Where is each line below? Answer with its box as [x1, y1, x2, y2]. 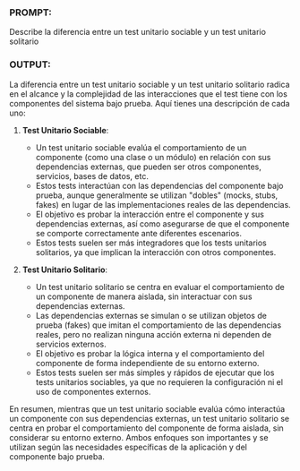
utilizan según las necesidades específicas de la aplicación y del [9, 441, 248, 452]
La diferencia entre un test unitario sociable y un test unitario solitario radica [9, 79, 290, 90]
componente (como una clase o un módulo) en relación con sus [35, 151, 271, 162]
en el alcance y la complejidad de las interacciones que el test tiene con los [9, 88, 288, 99]
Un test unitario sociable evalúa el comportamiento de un [35, 141, 247, 153]
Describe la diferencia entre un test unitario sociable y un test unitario [9, 27, 267, 38]
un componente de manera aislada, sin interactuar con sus [35, 291, 253, 302]
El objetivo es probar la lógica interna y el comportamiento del [35, 347, 265, 359]
